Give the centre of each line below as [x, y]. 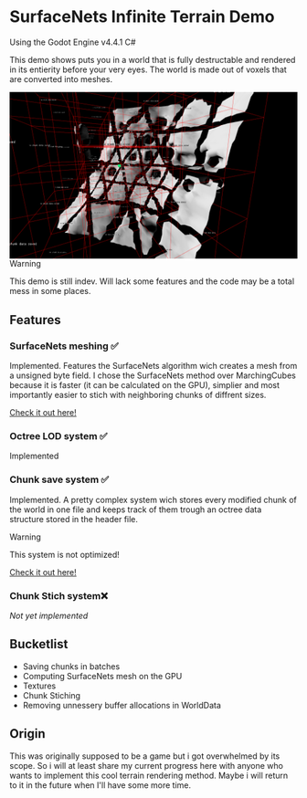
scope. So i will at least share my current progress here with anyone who [146, 765]
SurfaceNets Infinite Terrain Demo [143, 17]
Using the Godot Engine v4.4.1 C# [73, 42]
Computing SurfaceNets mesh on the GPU [102, 676]
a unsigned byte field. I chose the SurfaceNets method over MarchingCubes [153, 375]
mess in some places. [50, 291]
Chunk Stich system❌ [58, 595]
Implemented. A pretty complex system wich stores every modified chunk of [153, 499]
